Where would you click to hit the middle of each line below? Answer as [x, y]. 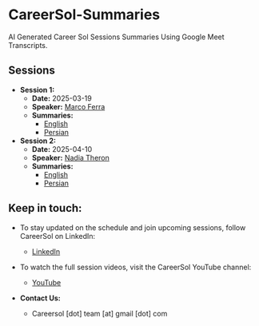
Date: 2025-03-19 [62, 98]
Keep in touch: [45, 208]
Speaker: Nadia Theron [71, 157]
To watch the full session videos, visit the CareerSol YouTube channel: [135, 267]
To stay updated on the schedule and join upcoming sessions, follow [133, 227]
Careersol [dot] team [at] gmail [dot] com [100, 313]
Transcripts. [28, 45]
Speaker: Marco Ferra [68, 106]
